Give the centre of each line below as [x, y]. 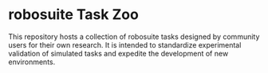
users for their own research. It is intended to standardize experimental [125, 44]
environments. [32, 62]
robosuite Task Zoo [74, 15]
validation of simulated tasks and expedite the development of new [118, 53]
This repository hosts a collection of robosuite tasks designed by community [134, 36]
